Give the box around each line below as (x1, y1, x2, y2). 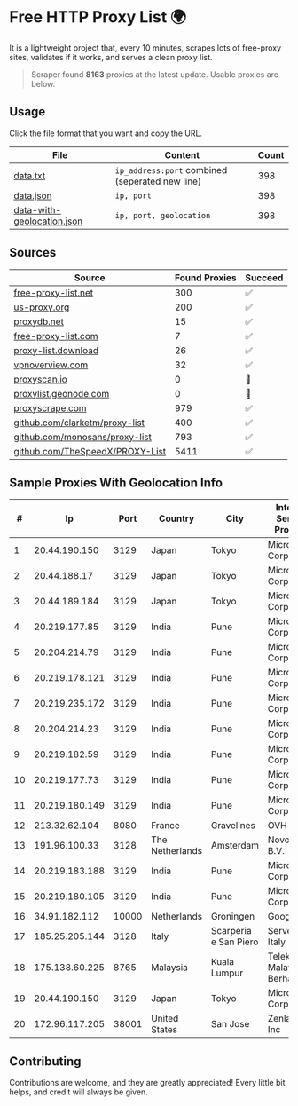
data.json (13, 189, 52, 201)
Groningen (210, 911, 255, 923)
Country (158, 512, 195, 525)
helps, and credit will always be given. (9, 1086, 148, 1097)
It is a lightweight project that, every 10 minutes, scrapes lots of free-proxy (9, 42, 282, 53)
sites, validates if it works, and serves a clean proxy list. (9, 51, 213, 62)
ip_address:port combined (114, 163, 228, 176)
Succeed (245, 272, 284, 284)
